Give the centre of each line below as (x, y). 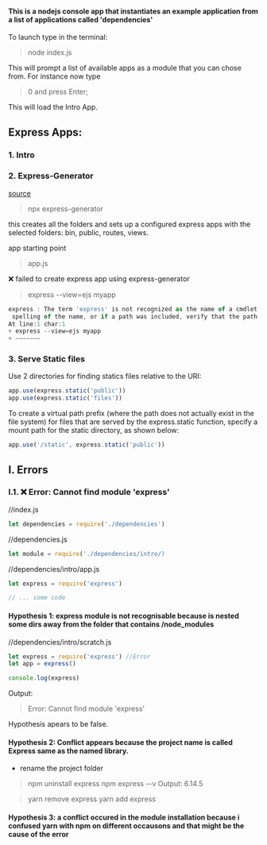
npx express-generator (65, 208)
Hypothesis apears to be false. (58, 724)
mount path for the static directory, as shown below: (94, 430)
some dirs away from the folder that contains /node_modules (111, 624)
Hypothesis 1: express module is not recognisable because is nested (124, 615)
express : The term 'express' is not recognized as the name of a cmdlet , (135, 309)
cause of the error (39, 834)
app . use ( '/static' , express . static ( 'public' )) (87, 445)
